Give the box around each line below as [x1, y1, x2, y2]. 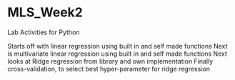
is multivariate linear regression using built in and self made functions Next [7, 49, 227, 58]
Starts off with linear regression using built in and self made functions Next [7, 41, 228, 50]
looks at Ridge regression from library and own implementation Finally [7, 56, 214, 65]
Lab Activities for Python [7, 28, 80, 36]
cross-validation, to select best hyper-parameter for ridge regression [7, 64, 211, 73]
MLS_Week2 [7, 4, 84, 21]
